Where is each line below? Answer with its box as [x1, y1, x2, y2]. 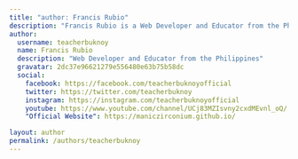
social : [17, 71, 46, 80]
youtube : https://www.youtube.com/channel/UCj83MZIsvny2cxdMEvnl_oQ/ [25, 104, 288, 113]
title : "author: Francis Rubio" [9, 12, 129, 22]
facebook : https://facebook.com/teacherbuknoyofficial [25, 79, 232, 88]
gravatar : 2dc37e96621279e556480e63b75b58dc [17, 63, 184, 72]
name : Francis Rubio [17, 46, 93, 55]
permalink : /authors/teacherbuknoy [9, 137, 141, 146]
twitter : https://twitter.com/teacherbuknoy [25, 87, 192, 96]
